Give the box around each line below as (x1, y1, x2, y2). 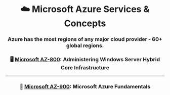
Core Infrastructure (60, 64, 110, 71)
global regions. (66, 42, 104, 49)
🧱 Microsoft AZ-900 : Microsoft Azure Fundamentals (19, 83, 151, 90)
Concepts (64, 18, 106, 29)
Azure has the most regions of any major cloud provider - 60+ (7, 36, 163, 43)
